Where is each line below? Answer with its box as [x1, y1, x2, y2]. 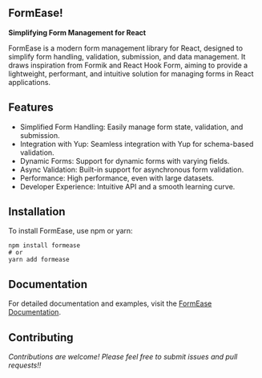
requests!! [8, 360, 42, 370]
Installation [8, 205, 66, 219]
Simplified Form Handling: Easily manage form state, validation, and [19, 122, 244, 132]
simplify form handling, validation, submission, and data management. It [8, 51, 246, 61]
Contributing [8, 331, 74, 344]
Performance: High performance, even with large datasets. [19, 173, 215, 183]
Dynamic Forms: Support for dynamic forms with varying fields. [19, 156, 230, 165]
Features [8, 100, 54, 115]
